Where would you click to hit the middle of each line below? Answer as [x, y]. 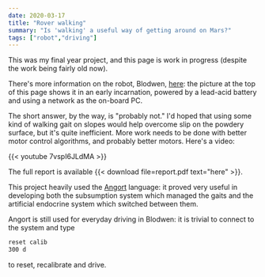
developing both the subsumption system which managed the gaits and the [131, 195]
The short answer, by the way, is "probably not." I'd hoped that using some [130, 116]
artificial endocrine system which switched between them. [104, 204]
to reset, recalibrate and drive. [57, 265]
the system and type [42, 228]
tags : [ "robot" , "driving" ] [53, 38]
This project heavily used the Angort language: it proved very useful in [123, 188]
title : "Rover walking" [47, 23]
